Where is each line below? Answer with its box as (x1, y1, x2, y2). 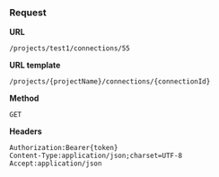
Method (9, 93, 39, 104)
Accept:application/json (9, 159, 102, 168)
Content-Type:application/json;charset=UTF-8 (9, 151, 182, 161)
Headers (9, 126, 42, 137)
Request (9, 6, 47, 19)
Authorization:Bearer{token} (9, 144, 118, 153)
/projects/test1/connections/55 (9, 44, 130, 53)
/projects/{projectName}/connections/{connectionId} (9, 77, 211, 86)
